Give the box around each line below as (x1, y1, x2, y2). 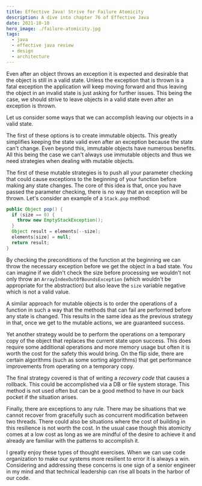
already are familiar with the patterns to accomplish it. (6, 437, 139, 444)
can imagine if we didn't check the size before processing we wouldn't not (6, 269, 191, 276)
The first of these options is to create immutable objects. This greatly (6, 132, 177, 139)
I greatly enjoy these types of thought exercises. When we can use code (6, 449, 186, 456)
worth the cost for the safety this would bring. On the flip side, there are (6, 349, 184, 357)
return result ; (11, 239, 50, 245)
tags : (6, 31, 20, 37)
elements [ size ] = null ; (11, 234, 71, 240)
